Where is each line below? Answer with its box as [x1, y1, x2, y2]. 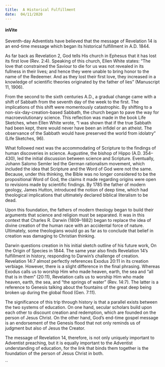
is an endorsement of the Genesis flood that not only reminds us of [5, 320, 141, 326]
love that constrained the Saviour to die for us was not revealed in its [5, 63, 144, 69]
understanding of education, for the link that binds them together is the [5, 345, 149, 351]
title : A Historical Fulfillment [5, 7, 76, 12]
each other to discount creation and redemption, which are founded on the [5, 309, 156, 315]
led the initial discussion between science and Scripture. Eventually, [17, 155, 155, 161]
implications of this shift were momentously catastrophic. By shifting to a [5, 104, 152, 110]
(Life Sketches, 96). [5, 135, 45, 141]
